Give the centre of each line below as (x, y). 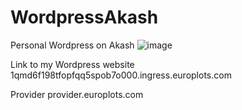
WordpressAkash (84, 17)
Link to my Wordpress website (72, 64)
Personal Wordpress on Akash (72, 45)
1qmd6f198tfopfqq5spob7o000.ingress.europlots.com (121, 75)
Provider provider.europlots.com (77, 94)
